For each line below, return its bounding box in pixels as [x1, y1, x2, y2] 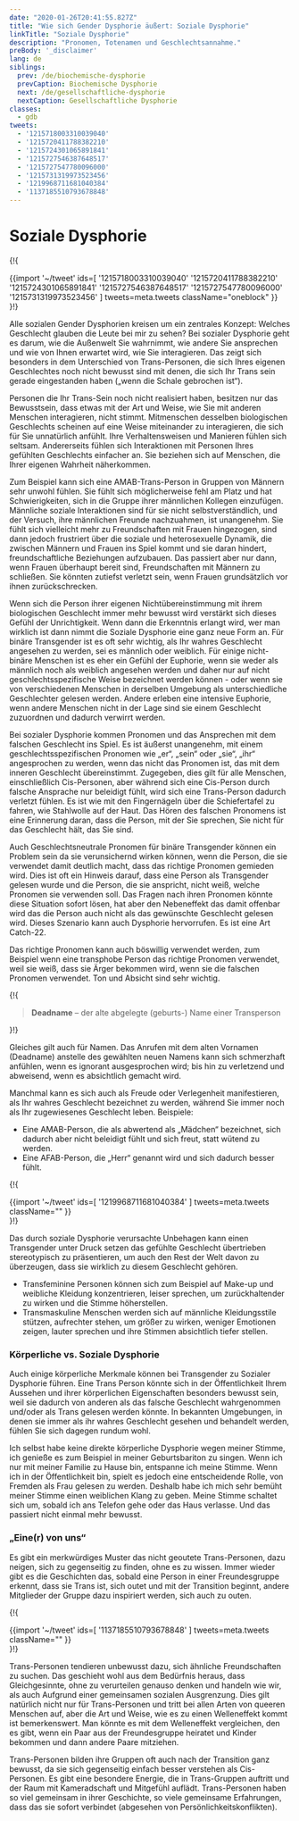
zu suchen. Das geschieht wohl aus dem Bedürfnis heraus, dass [9, 1670, 245, 1681]
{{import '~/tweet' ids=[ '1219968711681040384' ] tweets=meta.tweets [9, 1196, 270, 1207]
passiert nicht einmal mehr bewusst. [9, 1509, 143, 1520]
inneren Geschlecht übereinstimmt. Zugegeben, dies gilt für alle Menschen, [9, 767, 287, 778]
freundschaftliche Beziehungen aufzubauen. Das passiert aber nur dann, [9, 552, 278, 563]
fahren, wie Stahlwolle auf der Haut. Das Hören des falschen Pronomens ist [9, 805, 287, 815]
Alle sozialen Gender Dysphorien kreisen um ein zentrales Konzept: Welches [9, 318, 291, 329]
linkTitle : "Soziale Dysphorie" [9, 29, 129, 38]
